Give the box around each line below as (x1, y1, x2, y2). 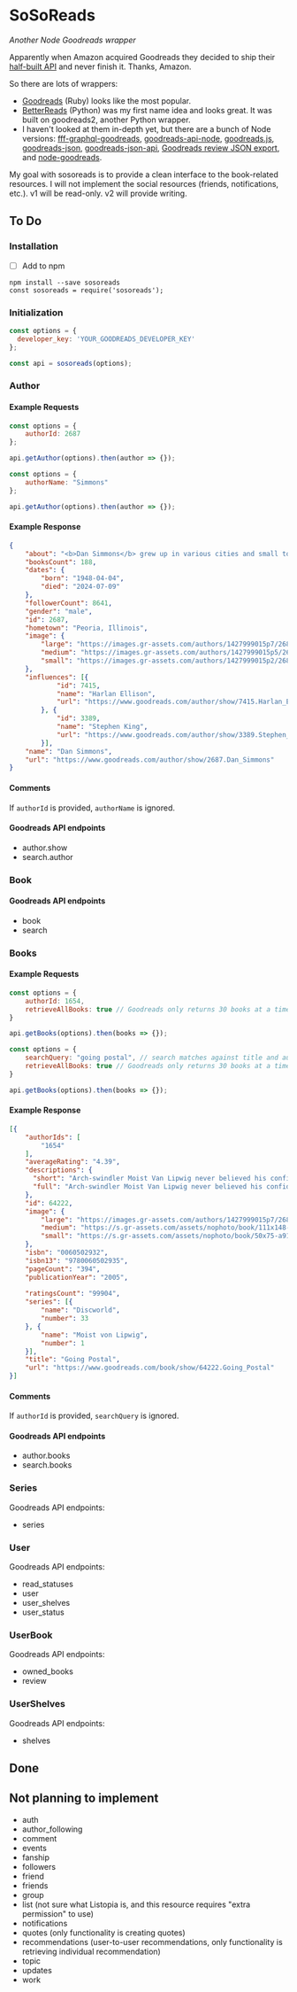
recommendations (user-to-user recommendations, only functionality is (21, 1936, 283, 1947)
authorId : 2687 (25, 430, 81, 438)
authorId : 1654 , (25, 996, 86, 1005)
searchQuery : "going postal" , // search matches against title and (25, 1053, 278, 1063)
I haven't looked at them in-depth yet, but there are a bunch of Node (21, 123, 271, 134)
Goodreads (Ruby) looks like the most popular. (21, 95, 192, 106)
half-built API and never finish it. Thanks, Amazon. (9, 61, 192, 72)
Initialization (9, 306, 64, 319)
